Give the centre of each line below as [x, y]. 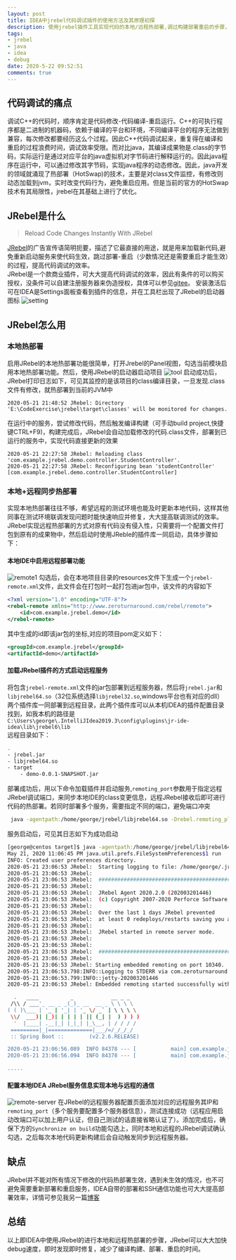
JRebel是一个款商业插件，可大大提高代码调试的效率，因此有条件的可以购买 [116, 274]
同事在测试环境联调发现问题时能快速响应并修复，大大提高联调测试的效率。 [115, 517]
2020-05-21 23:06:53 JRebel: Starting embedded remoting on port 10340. [116, 965]
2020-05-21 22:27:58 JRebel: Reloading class [75, 454]
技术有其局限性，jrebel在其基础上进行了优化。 [74, 191]
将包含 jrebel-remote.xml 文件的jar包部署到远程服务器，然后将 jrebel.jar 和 [115, 687]
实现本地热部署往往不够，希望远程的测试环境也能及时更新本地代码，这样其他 [118, 508]
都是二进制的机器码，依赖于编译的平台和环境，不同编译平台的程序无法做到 [121, 130]
